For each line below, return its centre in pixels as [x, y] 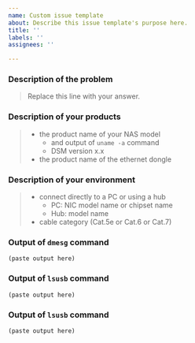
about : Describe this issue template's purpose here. [98, 23]
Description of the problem [61, 80]
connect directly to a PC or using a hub [103, 197]
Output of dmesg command [59, 242]
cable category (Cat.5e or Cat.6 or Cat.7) [105, 222]
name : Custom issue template [56, 15]
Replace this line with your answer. [83, 96]
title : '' [24, 30]
